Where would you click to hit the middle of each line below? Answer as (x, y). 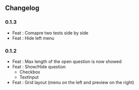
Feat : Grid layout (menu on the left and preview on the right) (73, 82)
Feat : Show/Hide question (39, 66)
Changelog (22, 8)
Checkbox (30, 72)
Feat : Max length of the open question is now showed (67, 61)
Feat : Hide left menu (33, 38)
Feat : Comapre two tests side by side (50, 33)
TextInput (29, 77)
